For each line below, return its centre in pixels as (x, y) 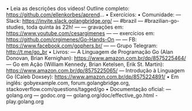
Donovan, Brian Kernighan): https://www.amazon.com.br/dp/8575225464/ (96, 58)
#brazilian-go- (162, 21)
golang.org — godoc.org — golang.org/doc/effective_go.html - (82, 95)
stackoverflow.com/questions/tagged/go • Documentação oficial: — (89, 89)
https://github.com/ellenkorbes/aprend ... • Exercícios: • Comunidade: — (94, 15)
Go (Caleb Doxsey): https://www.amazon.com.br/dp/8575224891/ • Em (92, 77)
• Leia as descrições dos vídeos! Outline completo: (68, 8)
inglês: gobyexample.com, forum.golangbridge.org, (68, 83)
